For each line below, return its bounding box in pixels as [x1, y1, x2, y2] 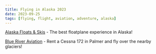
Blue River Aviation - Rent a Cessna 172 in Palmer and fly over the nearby [5, 39, 152, 44]
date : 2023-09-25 [5, 12, 40, 16]
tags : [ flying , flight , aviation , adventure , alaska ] [5, 16, 117, 21]
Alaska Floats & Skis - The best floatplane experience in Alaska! [5, 29, 133, 35]
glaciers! [5, 44, 23, 50]
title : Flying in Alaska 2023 [5, 7, 67, 12]
